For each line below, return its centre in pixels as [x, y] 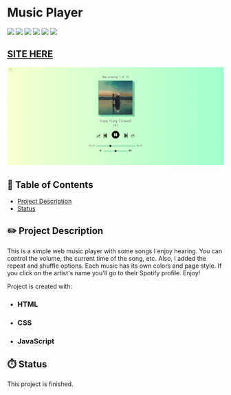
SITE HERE [30, 54]
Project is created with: [40, 286]
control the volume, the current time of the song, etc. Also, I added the [107, 258]
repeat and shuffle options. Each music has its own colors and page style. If [114, 266]
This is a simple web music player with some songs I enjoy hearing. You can [114, 251]
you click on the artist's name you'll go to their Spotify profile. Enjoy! [104, 273]
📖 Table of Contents [50, 185]
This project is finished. [40, 384]
